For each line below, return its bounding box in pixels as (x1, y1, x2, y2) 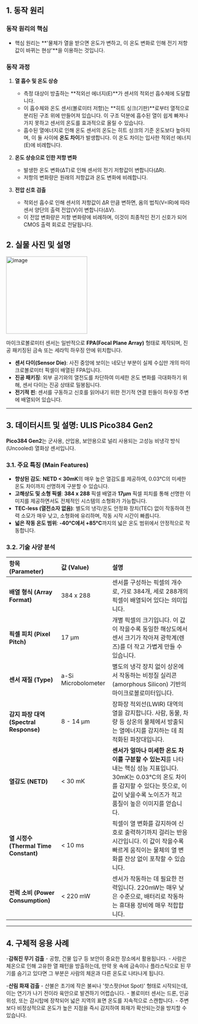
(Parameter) (9, 568, 44, 576)
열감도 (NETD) (9, 778, 48, 786)
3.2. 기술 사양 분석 (6, 543, 55, 551)
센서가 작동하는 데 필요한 (112, 875, 177, 883)
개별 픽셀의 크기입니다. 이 (112, 616, 179, 624)
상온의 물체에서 (126, 718, 166, 726)
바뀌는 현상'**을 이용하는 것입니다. (25, 47, 105, 54)
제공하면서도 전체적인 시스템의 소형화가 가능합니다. (30, 497, 147, 504)
